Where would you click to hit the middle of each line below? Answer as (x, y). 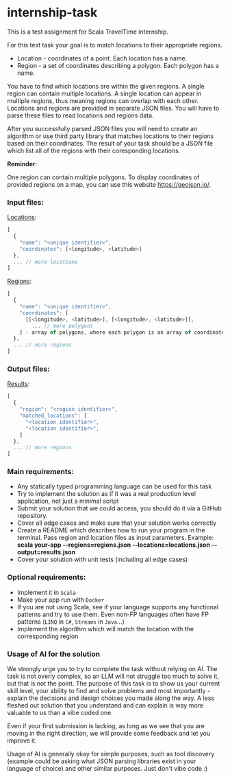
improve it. (22, 741)
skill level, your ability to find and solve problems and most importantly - (109, 691)
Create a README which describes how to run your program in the (111, 530)
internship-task (52, 13)
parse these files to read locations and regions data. (80, 115)
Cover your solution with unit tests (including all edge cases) (102, 560)
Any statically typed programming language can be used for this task (114, 486)
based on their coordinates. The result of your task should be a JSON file (110, 143)
